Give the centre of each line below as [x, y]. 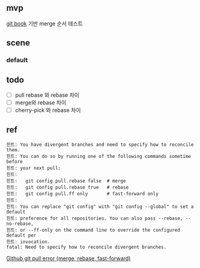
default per [21, 235]
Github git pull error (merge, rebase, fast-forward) [68, 258]
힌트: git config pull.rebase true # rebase [68, 187]
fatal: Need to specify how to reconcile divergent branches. [86, 247]
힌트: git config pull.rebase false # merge [66, 181]
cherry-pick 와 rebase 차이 [48, 110]
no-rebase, [20, 224]
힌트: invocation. [28, 242]
